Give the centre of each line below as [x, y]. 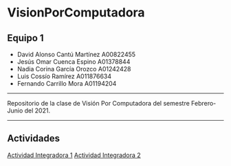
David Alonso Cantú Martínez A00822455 [76, 54]
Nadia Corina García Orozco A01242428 [74, 69]
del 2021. [37, 110]
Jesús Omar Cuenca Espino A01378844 [74, 62]
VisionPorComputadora [76, 13]
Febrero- [204, 103]
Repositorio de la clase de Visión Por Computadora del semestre [99, 103]
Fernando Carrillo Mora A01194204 [67, 83]
